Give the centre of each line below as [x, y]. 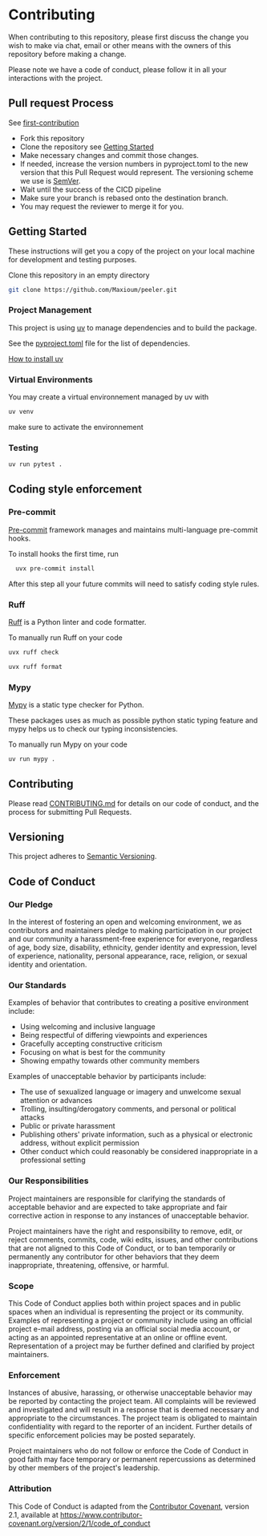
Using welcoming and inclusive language [87, 1027]
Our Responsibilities [49, 1181]
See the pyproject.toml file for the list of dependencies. [99, 343]
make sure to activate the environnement [76, 427]
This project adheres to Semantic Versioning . [83, 857]
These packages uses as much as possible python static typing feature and [133, 720]
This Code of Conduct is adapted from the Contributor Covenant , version [129, 1506]
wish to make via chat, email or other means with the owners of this [120, 45]
